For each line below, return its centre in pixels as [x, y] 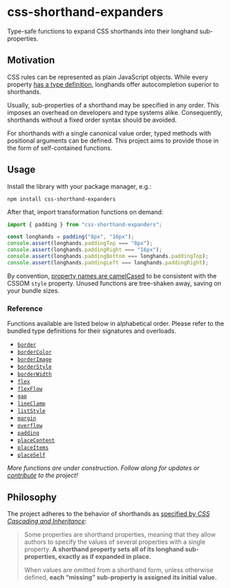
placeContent [36, 441]
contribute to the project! [43, 475]
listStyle [31, 411]
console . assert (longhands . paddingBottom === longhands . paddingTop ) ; [108, 257]
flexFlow [30, 389]
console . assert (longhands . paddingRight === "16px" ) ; [85, 250]
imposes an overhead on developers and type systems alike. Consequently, [115, 112]
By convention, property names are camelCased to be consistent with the [112, 276]
